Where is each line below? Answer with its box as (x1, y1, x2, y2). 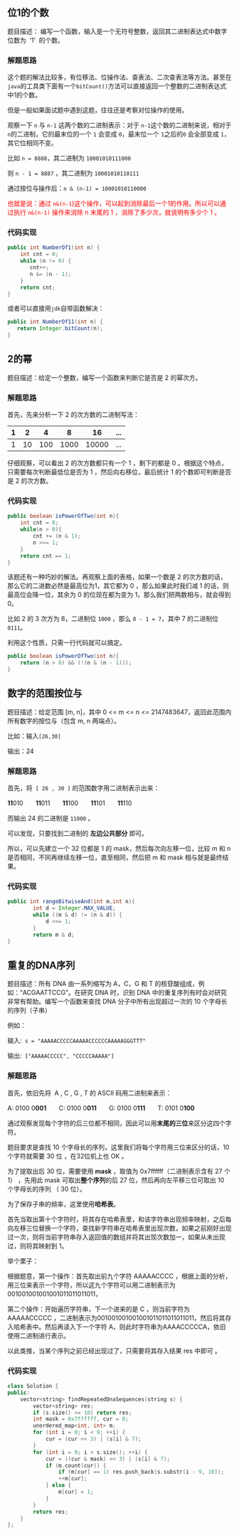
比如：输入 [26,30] (7, 731, 62, 740)
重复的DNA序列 (7, 959, 75, 971)
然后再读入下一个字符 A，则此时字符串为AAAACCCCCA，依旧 (44, 1322, 226, 1331)
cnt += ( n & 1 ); (33, 533, 81, 540)
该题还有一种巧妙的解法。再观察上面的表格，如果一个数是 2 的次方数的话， (7, 573, 227, 581)
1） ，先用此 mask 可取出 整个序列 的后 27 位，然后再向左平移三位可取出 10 (7, 1176, 225, 1184)
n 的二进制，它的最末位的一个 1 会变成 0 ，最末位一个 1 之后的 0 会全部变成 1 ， (7, 130, 230, 139)
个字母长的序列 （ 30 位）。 (7, 1184, 87, 1193)
